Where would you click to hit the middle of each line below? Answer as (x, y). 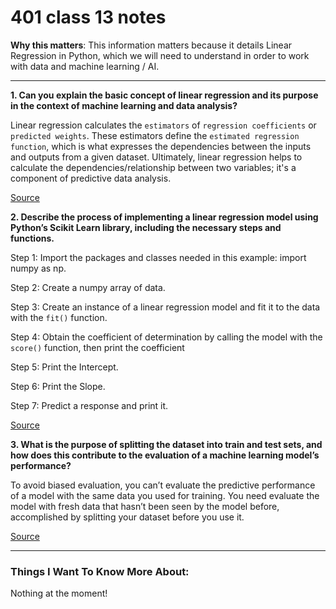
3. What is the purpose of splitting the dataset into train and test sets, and (166, 444)
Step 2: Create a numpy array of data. (88, 287)
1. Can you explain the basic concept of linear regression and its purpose (164, 95)
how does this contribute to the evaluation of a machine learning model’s (165, 455)
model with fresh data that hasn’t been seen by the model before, (145, 506)
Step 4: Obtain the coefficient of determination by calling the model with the (166, 337)
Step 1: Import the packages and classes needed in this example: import (158, 257)
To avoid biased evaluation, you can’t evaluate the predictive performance (163, 485)
